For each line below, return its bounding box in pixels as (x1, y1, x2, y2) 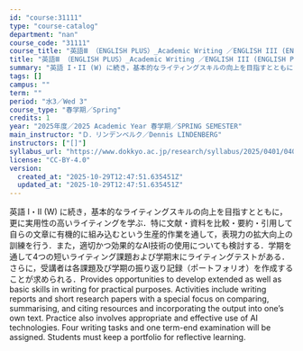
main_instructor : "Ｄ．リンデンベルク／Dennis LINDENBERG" (9, 130, 223, 139)
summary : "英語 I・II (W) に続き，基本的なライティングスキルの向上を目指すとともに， (9, 64, 300, 73)
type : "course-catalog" (9, 22, 99, 31)
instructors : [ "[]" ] (9, 139, 87, 148)
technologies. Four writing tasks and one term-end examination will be (9, 322, 271, 333)
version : (9, 164, 42, 173)
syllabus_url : (9, 147, 63, 156)
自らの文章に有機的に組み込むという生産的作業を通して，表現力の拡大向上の (9, 229, 293, 239)
